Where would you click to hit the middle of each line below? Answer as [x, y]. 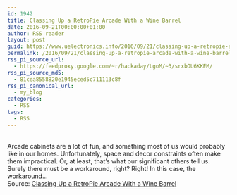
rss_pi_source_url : [36, 60]
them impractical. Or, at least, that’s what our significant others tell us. [109, 161]
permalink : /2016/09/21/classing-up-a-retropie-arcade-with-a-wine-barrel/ [121, 54]
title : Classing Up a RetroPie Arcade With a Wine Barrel [94, 20]
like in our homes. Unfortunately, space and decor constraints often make [114, 153]
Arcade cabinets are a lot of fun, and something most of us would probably [116, 146]
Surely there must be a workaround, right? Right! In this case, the [102, 168]
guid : [15, 46]
